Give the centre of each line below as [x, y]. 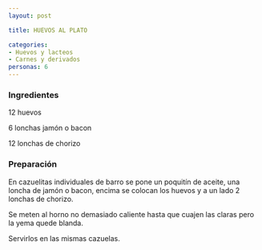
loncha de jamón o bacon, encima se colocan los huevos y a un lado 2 [124, 190]
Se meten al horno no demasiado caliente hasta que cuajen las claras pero [131, 214]
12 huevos [25, 112]
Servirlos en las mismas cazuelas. [64, 238]
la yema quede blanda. [46, 223]
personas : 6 [28, 67]
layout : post [30, 16]
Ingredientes [34, 95]
